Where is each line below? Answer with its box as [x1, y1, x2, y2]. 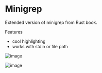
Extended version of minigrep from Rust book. [5, 19, 98, 25]
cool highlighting [12, 38, 46, 44]
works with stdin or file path [12, 43, 68, 49]
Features [5, 29, 23, 35]
